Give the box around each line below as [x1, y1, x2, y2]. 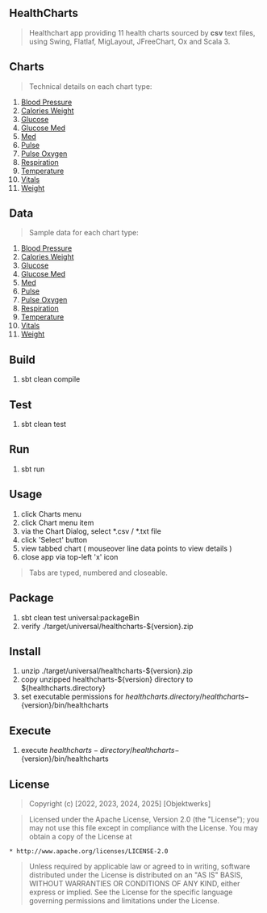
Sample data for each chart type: [28, 228, 140, 238]
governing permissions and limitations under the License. [28, 895, 220, 905]
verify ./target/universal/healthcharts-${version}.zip [20, 621, 194, 631]
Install [9, 645, 41, 658]
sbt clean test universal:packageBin [20, 612, 140, 622]
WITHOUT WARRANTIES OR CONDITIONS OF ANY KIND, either [28, 878, 240, 888]
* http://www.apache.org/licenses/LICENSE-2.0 [9, 847, 169, 856]
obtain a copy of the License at [28, 831, 132, 841]
